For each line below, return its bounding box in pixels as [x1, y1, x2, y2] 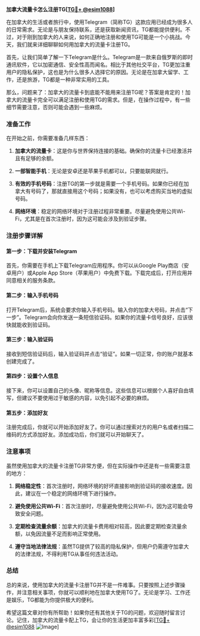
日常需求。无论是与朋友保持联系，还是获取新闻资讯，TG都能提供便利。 [11, 26, 186, 33]
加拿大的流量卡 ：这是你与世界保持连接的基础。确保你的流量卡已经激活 [14, 148, 187, 155]
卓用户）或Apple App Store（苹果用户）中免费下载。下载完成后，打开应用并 [6, 269, 193, 276]
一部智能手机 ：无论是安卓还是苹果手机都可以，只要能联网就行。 [14, 167, 171, 175]
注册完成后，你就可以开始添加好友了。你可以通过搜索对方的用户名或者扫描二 [6, 423, 194, 431]
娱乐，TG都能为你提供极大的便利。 [11, 596, 97, 603]
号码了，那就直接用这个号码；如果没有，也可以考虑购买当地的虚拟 [30, 188, 192, 195]
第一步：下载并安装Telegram [6, 247, 77, 254]
